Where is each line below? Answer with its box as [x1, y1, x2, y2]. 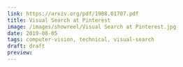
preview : [7, 50, 33, 57]
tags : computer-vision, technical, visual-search [7, 36, 155, 43]
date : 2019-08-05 [7, 29, 58, 37]
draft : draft [7, 43, 45, 50]
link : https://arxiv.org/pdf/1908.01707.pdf [7, 10, 139, 17]
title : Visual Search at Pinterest [7, 17, 111, 24]
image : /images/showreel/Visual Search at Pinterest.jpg [7, 23, 177, 30]
